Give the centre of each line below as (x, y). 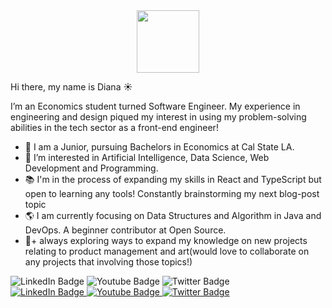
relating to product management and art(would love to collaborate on (167, 251)
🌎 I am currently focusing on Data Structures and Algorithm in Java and (173, 215)
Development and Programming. (91, 168)
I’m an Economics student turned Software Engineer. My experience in (155, 106)
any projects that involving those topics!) (108, 262)
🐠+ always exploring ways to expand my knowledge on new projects (166, 240)
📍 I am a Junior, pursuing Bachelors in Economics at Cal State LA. (159, 147)
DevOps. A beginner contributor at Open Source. (125, 230)
